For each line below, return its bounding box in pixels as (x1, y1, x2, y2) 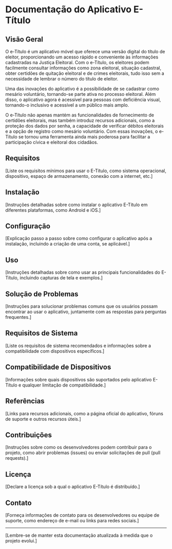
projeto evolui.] (5, 537, 37, 544)
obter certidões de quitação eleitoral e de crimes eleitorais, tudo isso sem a (5, 70, 165, 76)
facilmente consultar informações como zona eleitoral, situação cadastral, (5, 65, 162, 71)
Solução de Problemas (5, 290, 78, 298)
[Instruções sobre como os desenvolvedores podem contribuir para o (5, 444, 152, 451)
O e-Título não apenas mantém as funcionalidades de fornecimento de (5, 112, 155, 118)
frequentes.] (5, 314, 32, 320)
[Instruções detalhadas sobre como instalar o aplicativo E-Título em (5, 201, 148, 208)
